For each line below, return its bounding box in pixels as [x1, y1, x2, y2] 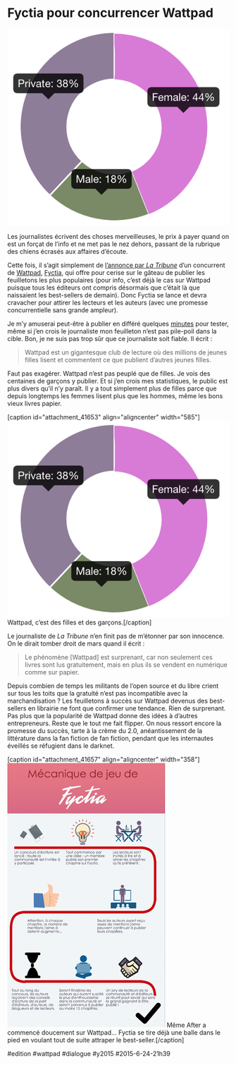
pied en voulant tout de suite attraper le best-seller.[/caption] [7, 1036, 185, 1045]
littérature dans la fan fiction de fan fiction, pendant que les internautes [7, 734, 213, 743]
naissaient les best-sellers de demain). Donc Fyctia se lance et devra [7, 291, 207, 300]
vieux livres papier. [7, 400, 62, 408]
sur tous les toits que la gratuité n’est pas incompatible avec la [7, 689, 188, 698]
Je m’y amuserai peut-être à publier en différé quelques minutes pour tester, [7, 319, 229, 328]
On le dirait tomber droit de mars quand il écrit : [7, 639, 145, 648]
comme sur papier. [24, 668, 80, 677]
